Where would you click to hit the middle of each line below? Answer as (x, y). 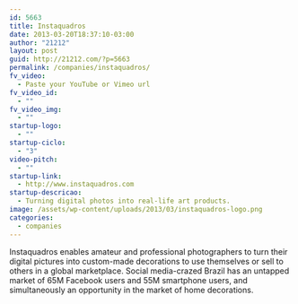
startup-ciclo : (38, 143)
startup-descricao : (46, 193)
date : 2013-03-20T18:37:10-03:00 (72, 34)
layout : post (34, 51)
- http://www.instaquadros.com (76, 185)
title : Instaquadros (48, 26)
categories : (31, 217)
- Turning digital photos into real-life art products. (124, 201)
